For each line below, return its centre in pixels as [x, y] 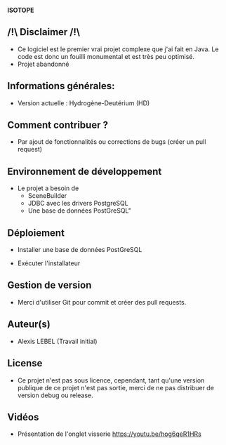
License [25, 363]
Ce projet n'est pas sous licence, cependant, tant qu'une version [111, 380]
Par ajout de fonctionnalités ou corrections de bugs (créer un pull [112, 142]
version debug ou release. [55, 395]
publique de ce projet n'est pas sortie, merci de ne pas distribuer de [115, 387]
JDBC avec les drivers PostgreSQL [78, 204]
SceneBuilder [47, 196]
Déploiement [36, 233]
